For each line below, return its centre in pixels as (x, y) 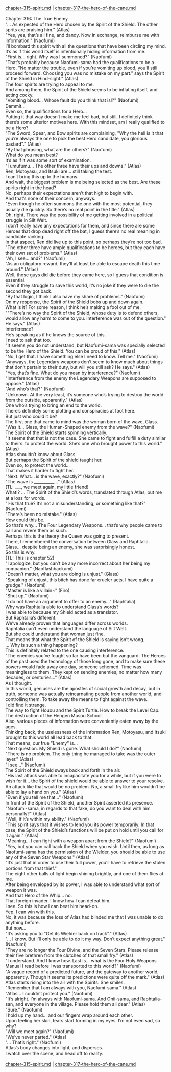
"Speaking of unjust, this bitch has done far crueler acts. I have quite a (79, 580)
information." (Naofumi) (30, 40)
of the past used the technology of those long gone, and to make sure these (85, 661)
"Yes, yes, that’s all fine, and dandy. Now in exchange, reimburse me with (82, 35)
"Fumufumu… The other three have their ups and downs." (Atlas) (73, 166)
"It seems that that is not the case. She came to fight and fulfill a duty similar (86, 438)
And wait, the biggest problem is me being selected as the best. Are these (83, 182)
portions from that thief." (31, 868)
